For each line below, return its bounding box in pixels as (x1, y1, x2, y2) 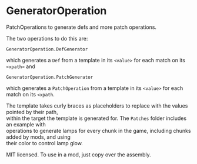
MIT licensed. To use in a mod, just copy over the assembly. (6, 151, 151, 158)
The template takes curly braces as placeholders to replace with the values (6, 102, 188, 109)
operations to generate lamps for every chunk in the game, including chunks (6, 127, 191, 134)
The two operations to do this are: (6, 35, 88, 42)
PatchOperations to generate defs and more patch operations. (6, 24, 157, 31)
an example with (6, 121, 46, 128)
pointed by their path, (6, 108, 58, 115)
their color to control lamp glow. (6, 139, 84, 146)
